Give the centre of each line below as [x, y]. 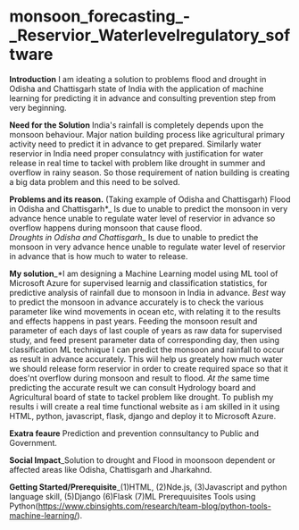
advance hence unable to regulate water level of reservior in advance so [142, 218]
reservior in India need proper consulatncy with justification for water [136, 153]
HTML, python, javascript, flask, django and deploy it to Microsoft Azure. [143, 416]
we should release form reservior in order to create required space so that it [149, 368]
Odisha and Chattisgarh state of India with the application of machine [137, 88]
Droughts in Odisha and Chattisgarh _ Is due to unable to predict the [134, 237]
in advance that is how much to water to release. [99, 256]
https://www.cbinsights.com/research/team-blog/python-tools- [155, 506]
